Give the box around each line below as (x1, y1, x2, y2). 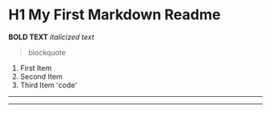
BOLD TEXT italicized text (8, 32, 94, 42)
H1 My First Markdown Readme (8, 6, 221, 24)
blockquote (27, 47, 66, 57)
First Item (19, 63, 52, 73)
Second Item (19, 71, 63, 81)
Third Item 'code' (19, 80, 77, 90)
